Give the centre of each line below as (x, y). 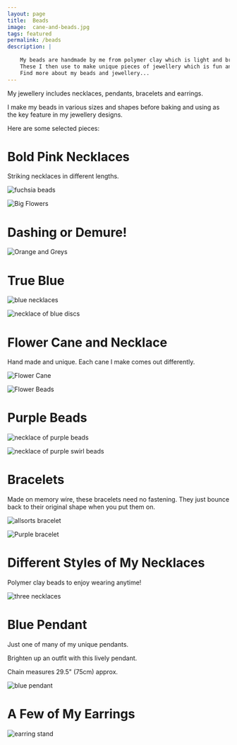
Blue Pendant (47, 625)
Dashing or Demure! (67, 232)
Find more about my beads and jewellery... (85, 73)
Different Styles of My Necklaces (106, 563)
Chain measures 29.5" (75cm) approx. (63, 672)
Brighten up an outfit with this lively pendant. (72, 658)
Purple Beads (47, 418)
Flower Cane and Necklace (87, 342)
